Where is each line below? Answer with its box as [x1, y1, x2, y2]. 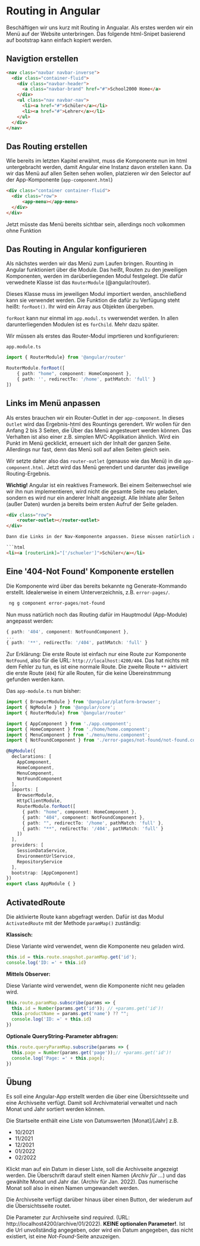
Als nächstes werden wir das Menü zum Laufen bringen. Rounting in [6, 260, 174, 267]
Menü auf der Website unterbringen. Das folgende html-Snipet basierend [6, 30, 186, 37]
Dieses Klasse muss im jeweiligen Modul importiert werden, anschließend [6, 291, 186, 298]
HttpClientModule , [17, 798, 62, 804]
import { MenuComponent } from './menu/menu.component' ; [6, 732, 151, 738]
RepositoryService [17, 858, 62, 864]
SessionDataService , [17, 848, 68, 854]
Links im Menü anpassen [6, 398, 101, 408]
